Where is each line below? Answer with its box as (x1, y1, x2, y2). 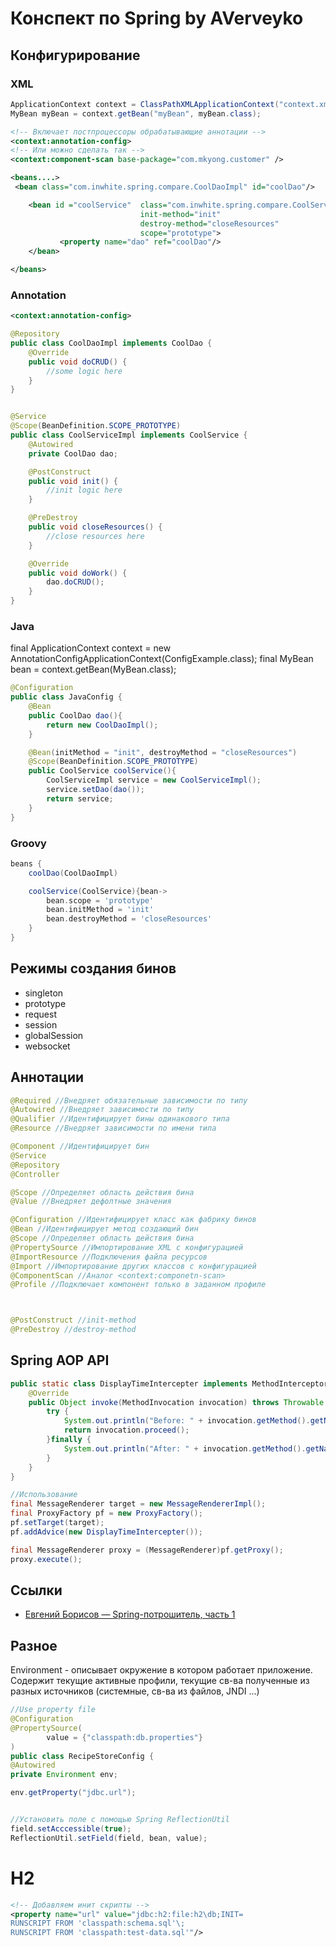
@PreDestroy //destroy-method (10, 1325, 137, 1335)
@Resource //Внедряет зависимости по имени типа (10, 1123, 217, 1134)
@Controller (10, 1169, 60, 1179)
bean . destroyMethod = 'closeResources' (46, 914, 213, 924)
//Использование (10, 1490, 78, 1500)
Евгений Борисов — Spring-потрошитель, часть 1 (24, 1608, 236, 1621)
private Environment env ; (10, 1770, 118, 1780)
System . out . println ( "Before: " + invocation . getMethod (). (63, 1416, 311, 1426)
